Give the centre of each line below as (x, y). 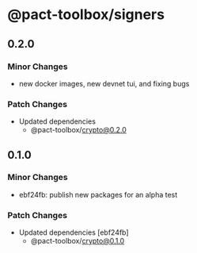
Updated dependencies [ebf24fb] (74, 232)
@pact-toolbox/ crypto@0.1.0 (78, 241)
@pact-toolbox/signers (86, 15)
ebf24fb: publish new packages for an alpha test (98, 194)
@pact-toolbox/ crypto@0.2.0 (79, 130)
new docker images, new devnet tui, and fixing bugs (104, 83)
